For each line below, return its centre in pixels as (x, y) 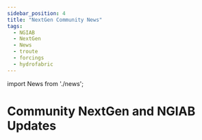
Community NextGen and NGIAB (101, 111)
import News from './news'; (46, 83)
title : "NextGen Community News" (55, 20)
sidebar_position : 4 (37, 13)
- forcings (29, 58)
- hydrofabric (33, 64)
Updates (32, 125)
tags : (15, 26)
